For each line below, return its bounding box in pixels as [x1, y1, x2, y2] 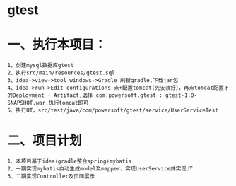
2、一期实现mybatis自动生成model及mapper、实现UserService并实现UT [7, 165, 193, 173]
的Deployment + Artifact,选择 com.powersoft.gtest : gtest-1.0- [7, 92, 198, 99]
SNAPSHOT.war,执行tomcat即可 [7, 100, 89, 107]
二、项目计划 [7, 133, 83, 149]
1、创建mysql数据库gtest [7, 62, 74, 69]
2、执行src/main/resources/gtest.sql [7, 69, 115, 76]
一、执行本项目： [7, 37, 107, 53]
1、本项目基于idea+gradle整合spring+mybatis [7, 158, 132, 165]
